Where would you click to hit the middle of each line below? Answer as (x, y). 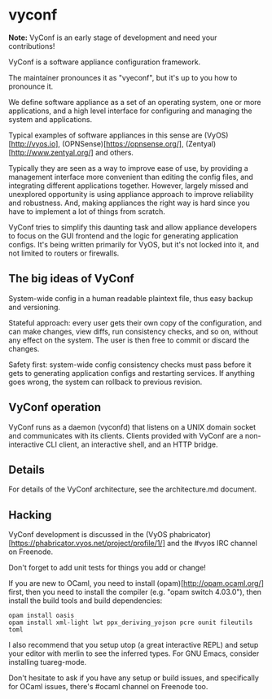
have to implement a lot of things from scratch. (87, 211)
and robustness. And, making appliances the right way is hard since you (129, 203)
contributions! (32, 46)
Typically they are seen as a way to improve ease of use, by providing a (128, 168)
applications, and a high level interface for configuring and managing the (130, 111)
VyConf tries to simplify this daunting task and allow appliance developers (133, 227)
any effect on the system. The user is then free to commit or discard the (129, 340)
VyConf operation (55, 407)
